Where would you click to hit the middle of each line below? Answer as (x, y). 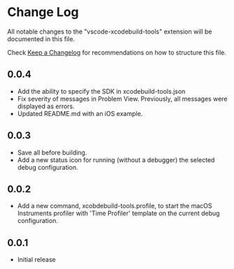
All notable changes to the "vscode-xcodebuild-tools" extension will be (110, 31)
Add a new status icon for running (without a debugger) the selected (116, 160)
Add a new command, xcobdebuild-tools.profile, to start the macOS (115, 206)
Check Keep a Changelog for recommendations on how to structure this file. (117, 52)
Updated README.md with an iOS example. (80, 113)
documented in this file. (41, 38)
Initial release (36, 260)
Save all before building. (52, 152)
